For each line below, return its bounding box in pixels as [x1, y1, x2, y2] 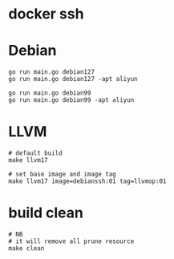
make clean [8, 245, 45, 253]
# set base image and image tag [8, 170, 116, 179]
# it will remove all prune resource [8, 237, 135, 245]
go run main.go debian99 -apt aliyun [8, 96, 135, 104]
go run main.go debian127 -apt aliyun [8, 75, 138, 83]
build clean [8, 204, 84, 222]
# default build [8, 149, 63, 157]
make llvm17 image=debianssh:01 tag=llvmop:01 [8, 177, 167, 185]
